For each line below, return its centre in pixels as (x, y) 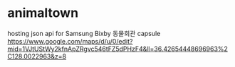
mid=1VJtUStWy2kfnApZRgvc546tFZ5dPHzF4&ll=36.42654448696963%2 (117, 49)
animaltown (43, 13)
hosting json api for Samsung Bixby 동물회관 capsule (84, 33)
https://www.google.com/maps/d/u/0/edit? (70, 41)
